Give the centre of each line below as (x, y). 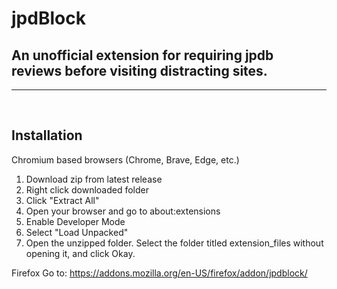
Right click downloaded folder (87, 189)
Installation (47, 135)
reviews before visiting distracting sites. (139, 70)
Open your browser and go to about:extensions (123, 211)
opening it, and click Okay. (80, 253)
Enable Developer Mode (75, 221)
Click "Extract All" (62, 200)
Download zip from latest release (94, 179)
